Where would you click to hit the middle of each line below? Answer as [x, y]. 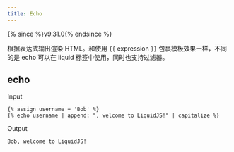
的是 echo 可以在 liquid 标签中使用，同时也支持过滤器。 [88, 57]
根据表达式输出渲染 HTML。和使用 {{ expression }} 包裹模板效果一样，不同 [117, 48]
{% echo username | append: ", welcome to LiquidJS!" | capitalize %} [113, 116]
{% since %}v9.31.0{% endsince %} [60, 34]
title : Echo [25, 14]
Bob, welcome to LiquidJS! [47, 141]
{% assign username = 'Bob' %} [53, 110]
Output [17, 129]
